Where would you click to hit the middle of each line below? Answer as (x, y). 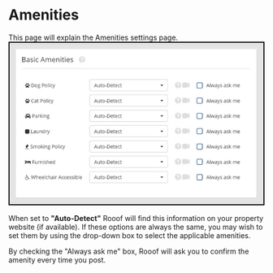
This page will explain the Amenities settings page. (93, 37)
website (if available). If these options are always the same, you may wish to (136, 227)
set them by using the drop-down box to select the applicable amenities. (130, 235)
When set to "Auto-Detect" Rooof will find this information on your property (136, 218)
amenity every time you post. (57, 260)
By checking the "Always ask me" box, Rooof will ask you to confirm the (129, 251)
